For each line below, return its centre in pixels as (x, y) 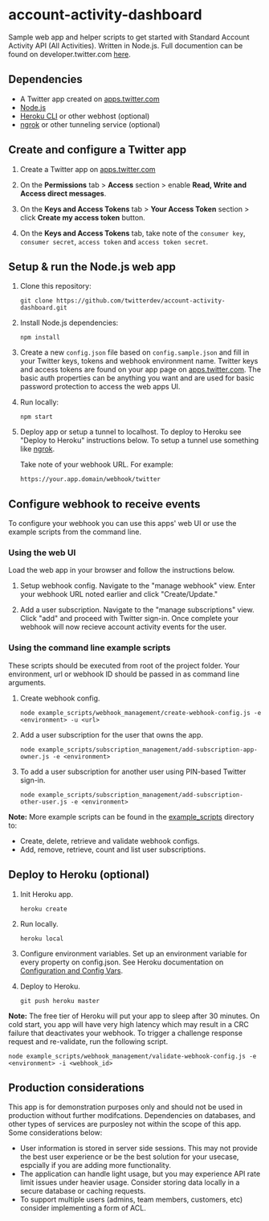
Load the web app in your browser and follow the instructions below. (122, 570)
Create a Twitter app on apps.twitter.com (88, 169)
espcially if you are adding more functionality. (95, 1165)
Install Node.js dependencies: (69, 323)
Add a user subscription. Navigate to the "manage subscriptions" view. (137, 610)
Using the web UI (42, 553)
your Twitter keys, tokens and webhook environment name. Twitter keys (139, 361)
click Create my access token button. (83, 217)
